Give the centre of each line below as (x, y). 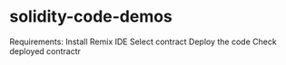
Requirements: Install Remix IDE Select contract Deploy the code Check (143, 42)
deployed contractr (45, 51)
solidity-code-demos (91, 17)
